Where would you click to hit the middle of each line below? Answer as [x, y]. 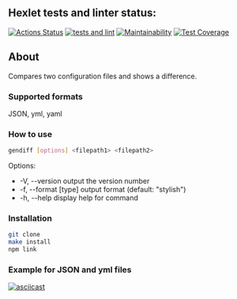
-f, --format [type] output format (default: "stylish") [103, 190]
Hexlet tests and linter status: [82, 13]
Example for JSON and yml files [70, 270]
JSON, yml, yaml [36, 113]
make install [30, 242]
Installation [30, 218]
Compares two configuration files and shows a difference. [103, 76]
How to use [30, 134]
